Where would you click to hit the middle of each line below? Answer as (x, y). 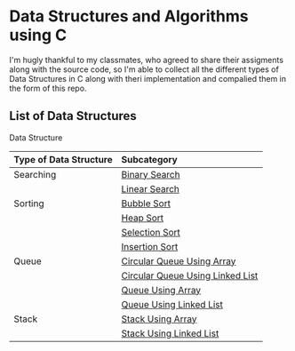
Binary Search (151, 174)
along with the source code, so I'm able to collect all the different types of (144, 69)
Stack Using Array (159, 319)
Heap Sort (143, 218)
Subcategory (149, 159)
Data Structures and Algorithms (129, 16)
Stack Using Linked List (170, 333)
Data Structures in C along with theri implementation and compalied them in (148, 78)
